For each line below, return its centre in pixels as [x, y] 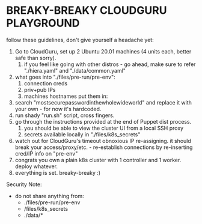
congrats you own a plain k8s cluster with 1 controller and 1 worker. [98, 160]
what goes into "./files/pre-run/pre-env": [65, 77]
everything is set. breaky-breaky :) [58, 172]
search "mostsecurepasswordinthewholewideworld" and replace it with [103, 102]
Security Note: [24, 184]
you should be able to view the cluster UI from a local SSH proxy [104, 128]
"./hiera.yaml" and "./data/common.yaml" [75, 70]
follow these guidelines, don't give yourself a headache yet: [80, 40]
